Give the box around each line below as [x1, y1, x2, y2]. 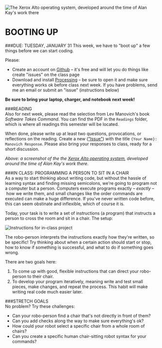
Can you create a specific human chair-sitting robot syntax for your [12, 333, 147, 339]
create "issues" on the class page [12, 72, 80, 77]
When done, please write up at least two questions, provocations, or [5, 131, 142, 136]
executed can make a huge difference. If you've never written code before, [5, 196, 155, 201]
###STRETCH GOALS [5, 298, 49, 304]
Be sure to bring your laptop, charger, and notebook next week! [5, 96, 135, 102]
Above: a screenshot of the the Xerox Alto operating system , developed [5, 155, 148, 161]
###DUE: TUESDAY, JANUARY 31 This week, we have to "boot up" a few [5, 43, 150, 48]
